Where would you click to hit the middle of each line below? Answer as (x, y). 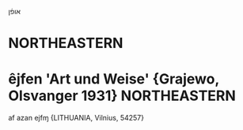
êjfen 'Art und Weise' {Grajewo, (114, 79)
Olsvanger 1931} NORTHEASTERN (122, 96)
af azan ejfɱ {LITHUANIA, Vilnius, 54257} (76, 118)
